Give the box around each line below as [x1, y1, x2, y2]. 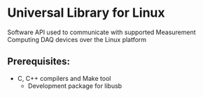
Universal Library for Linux [7, 5, 165, 21]
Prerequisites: [7, 56, 70, 68]
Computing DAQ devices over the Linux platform [7, 35, 147, 43]
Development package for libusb [27, 82, 122, 90]
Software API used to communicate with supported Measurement [7, 28, 196, 36]
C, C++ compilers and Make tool [17, 74, 111, 82]
